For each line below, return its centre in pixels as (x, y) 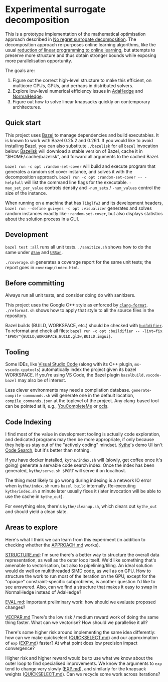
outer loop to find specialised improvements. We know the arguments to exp (83, 663)
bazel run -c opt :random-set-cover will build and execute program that (80, 166)
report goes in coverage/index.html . (42, 267)
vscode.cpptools (22, 370)
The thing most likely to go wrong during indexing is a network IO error (78, 480)
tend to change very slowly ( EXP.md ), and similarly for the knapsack (76, 668)
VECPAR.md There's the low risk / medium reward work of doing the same (82, 617)
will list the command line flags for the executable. (76, 182)
